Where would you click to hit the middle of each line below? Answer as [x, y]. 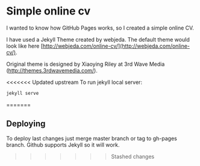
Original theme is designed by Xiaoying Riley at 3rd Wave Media [86, 64]
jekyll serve [23, 93]
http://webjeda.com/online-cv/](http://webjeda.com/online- [116, 46]
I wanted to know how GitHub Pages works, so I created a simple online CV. [100, 28]
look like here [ [25, 46]
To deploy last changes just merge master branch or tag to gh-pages [92, 138]
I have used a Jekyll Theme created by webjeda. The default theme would [98, 39]
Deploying [26, 124]
